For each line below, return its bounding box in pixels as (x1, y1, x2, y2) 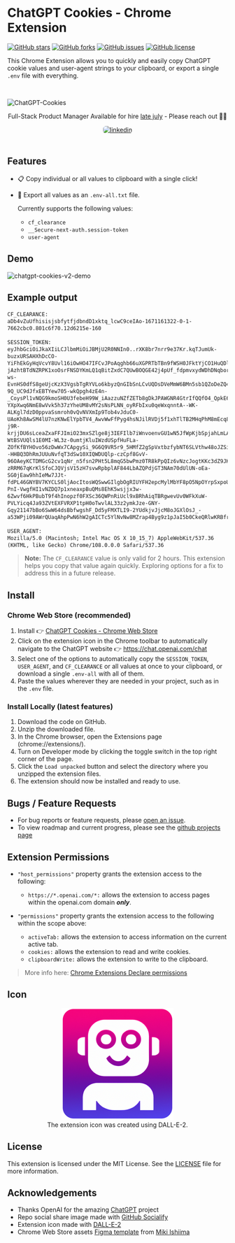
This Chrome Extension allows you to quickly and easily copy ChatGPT (7, 56, 211, 64)
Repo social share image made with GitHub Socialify (17, 1213, 169, 1221)
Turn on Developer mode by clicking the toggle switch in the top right (17, 747, 218, 756)
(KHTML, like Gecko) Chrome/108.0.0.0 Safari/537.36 (7, 542, 164, 549)
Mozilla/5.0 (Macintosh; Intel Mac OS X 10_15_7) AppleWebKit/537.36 (7, 535, 215, 542)
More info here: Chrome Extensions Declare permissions (24, 968, 187, 976)
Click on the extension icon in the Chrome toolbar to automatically (17, 637, 208, 645)
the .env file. (17, 684, 54, 693)
